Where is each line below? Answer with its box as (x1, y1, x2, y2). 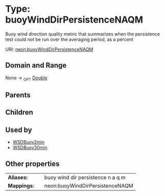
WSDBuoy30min (12, 144, 48, 151)
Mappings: (8, 182, 35, 189)
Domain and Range (5, 61, 67, 70)
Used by (5, 125, 32, 134)
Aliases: (8, 173, 28, 181)
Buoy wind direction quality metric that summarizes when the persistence (5, 31, 160, 37)
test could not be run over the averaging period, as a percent (5, 36, 134, 42)
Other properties (5, 159, 60, 168)
